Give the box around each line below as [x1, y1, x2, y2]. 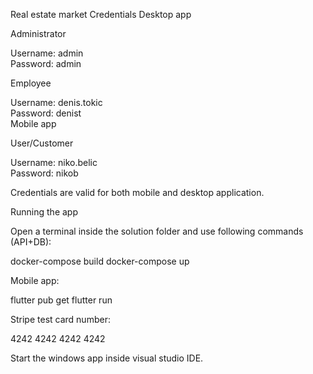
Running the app [10, 206, 78, 218]
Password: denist [10, 107, 82, 119]
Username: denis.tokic [10, 97, 103, 108]
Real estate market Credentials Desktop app [10, 9, 192, 20]
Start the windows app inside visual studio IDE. [10, 352, 204, 364]
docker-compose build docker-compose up [10, 255, 190, 267]
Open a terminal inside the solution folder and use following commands [10, 225, 304, 237]
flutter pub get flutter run [10, 294, 113, 306]
